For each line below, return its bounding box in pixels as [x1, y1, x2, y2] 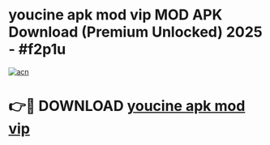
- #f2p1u [8, 41, 66, 58]
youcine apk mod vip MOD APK [8, 6, 223, 24]
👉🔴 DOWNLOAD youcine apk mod [8, 97, 246, 115]
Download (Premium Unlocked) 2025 [8, 23, 264, 41]
